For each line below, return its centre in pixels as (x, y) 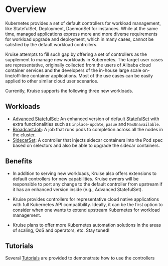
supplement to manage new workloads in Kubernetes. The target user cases (84, 59)
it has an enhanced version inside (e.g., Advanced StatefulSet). (77, 189)
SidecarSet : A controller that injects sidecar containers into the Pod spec (88, 140)
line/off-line (17, 75)
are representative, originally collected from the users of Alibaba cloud (78, 65)
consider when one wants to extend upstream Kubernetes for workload (86, 210)
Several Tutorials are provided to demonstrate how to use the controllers (80, 258)
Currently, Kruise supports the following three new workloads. (69, 91)
